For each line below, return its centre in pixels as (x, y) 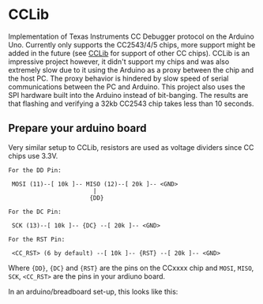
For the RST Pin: (37, 239)
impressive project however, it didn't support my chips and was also (119, 62)
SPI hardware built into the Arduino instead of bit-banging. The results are (128, 95)
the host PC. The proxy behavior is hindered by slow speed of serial (118, 78)
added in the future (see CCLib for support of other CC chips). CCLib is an (129, 53)
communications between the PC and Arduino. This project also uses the (127, 86)
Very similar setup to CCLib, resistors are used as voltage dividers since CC (131, 147)
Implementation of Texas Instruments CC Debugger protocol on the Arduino (131, 36)
